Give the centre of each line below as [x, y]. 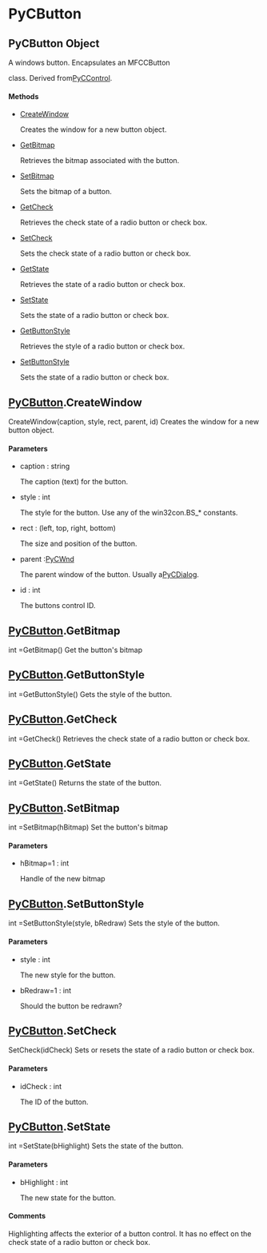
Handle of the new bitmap [62, 879]
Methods [24, 96]
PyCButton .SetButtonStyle [76, 904]
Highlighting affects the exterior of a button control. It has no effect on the [130, 1233]
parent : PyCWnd [47, 559]
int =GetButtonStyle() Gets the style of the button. [90, 694]
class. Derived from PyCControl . [60, 78]
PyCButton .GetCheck [63, 720]
